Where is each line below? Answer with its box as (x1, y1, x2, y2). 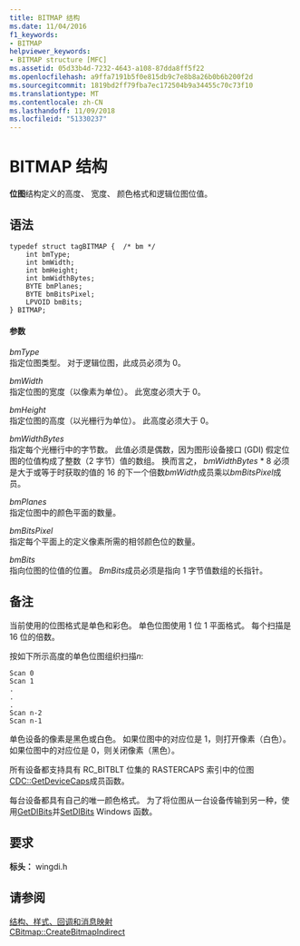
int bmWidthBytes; (25, 273, 95, 282)
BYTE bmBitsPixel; (25, 290, 95, 299)
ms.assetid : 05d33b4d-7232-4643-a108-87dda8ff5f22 (9, 64, 205, 74)
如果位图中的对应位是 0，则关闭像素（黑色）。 (9, 744, 179, 755)
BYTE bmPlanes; (25, 281, 83, 291)
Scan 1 (9, 676, 34, 685)
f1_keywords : (9, 30, 59, 39)
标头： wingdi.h (9, 861, 68, 872)
